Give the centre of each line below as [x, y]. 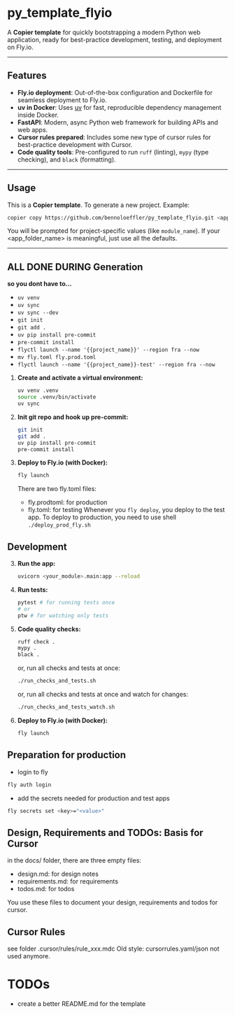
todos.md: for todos [46, 889]
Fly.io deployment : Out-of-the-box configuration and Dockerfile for [115, 92]
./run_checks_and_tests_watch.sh [66, 707]
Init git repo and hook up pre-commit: [73, 417]
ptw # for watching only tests [63, 616]
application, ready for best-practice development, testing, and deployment [115, 39]
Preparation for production [67, 755]
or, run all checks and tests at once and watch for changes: [103, 695]
